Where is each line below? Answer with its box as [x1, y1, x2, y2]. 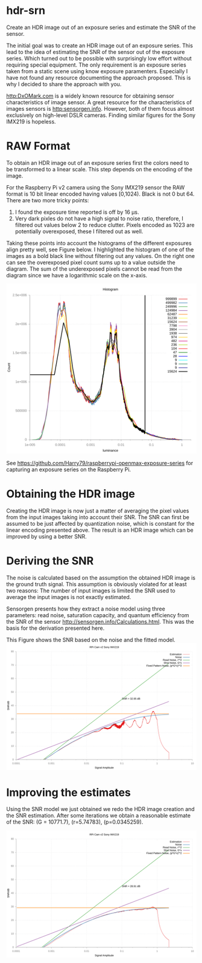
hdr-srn [6, 4, 46, 18]
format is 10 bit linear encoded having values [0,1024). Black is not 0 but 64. [6, 190, 195, 197]
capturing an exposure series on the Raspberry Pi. [6, 466, 131, 473]
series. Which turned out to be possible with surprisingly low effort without [6, 55, 192, 62]
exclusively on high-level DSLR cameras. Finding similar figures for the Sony [6, 111, 196, 119]
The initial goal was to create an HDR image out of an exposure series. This [6, 42, 193, 49]
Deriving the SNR [6, 554, 94, 568]
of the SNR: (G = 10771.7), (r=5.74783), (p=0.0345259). [6, 818, 144, 826]
